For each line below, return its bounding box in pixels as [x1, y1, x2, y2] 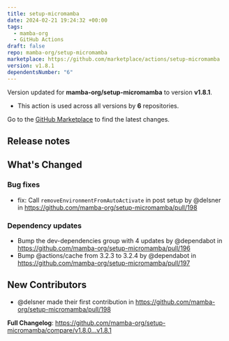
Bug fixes [7, 180, 40, 189]
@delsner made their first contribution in [17, 298, 134, 306]
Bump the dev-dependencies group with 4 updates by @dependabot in [17, 236, 223, 245]
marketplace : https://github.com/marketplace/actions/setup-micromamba [7, 56, 220, 63]
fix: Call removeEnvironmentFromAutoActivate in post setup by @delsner [17, 196, 221, 204]
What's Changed [7, 159, 82, 171]
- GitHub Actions [13, 36, 64, 43]
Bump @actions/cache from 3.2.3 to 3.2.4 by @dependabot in [17, 251, 197, 259]
